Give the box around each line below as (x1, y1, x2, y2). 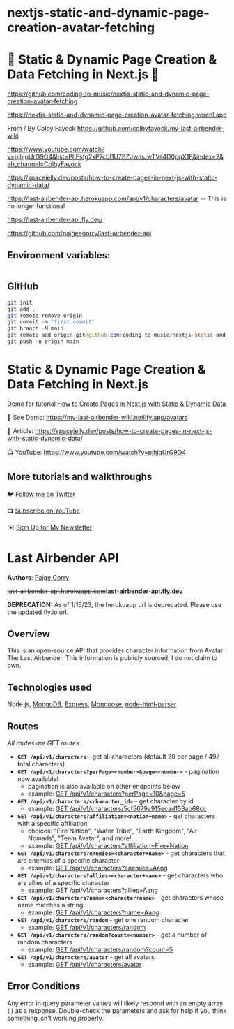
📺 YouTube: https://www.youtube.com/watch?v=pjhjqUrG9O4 (7, 448, 187, 456)
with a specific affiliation (17, 819, 88, 827)
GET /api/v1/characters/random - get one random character (17, 916, 189, 924)
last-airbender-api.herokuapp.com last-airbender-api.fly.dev (7, 587, 183, 595)
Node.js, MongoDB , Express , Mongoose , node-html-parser (7, 700, 177, 708)
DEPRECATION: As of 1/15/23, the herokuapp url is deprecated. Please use (7, 600, 222, 608)
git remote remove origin (7, 312, 82, 319)
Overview (7, 627, 51, 640)
